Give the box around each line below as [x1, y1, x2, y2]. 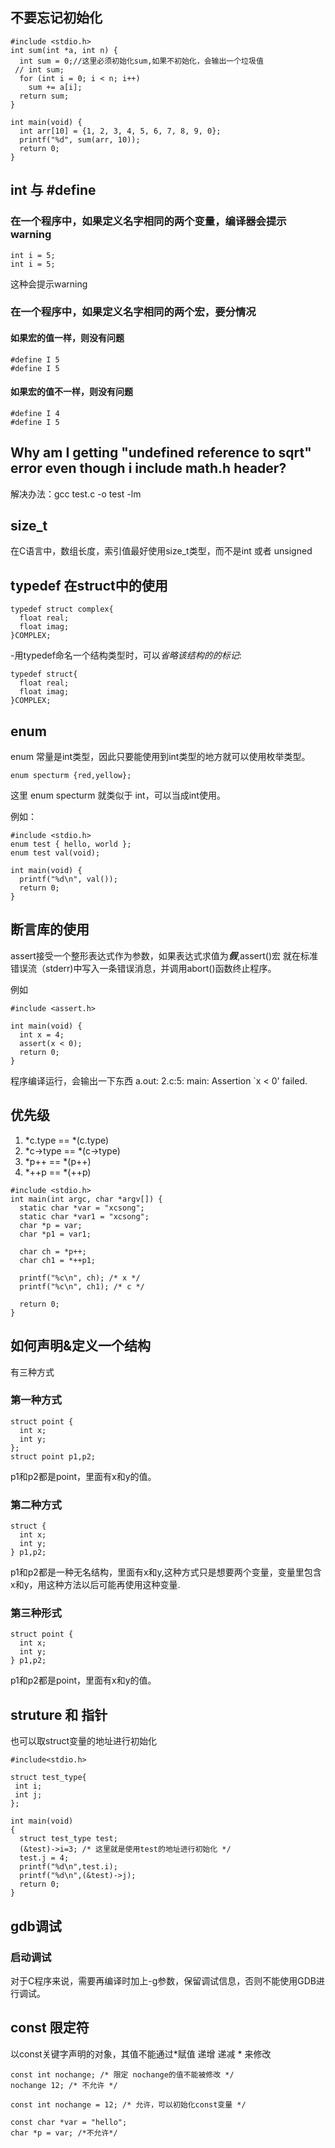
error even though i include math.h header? [10, 460, 287, 477]
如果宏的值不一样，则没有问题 [10, 386, 133, 398]
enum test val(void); [10, 848, 101, 858]
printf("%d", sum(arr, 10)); [19, 134, 141, 145]
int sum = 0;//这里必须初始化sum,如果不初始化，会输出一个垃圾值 [19, 56, 264, 66]
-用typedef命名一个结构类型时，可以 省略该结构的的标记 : [10, 649, 242, 662]
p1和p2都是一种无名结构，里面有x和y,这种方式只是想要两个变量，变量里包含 [10, 1566, 322, 1578]
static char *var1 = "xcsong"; [19, 1211, 150, 1222]
